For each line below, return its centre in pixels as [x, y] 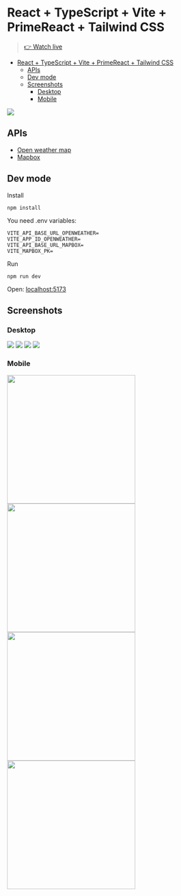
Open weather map [44, 149]
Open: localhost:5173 [37, 289]
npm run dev [24, 276]
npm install [24, 208]
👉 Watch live [43, 47]
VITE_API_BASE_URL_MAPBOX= [45, 245]
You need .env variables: [42, 220]
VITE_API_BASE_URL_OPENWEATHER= [53, 233]
